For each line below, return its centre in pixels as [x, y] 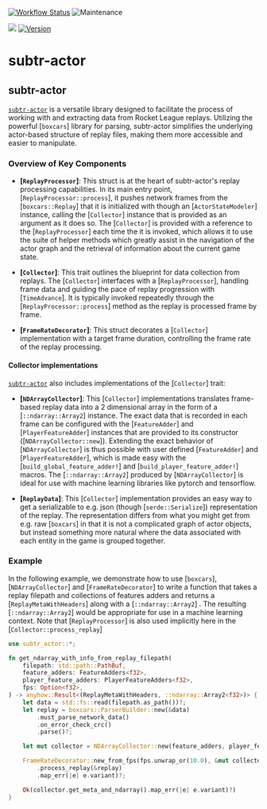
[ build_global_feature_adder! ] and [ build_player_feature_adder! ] [129, 466]
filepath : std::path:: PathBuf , [74, 665]
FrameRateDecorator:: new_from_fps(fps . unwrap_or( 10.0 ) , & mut [126, 761]
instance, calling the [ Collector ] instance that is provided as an [123, 215]
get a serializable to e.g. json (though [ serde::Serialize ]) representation [139, 507]
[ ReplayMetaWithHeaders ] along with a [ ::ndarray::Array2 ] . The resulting [127, 604]
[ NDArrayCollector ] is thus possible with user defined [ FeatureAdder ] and [139, 449]
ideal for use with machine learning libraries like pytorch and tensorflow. [138, 483]
